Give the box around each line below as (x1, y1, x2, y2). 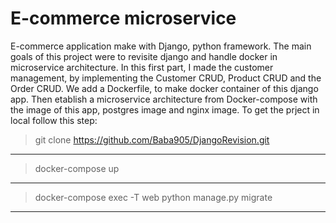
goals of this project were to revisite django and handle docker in (10, 50, 278, 62)
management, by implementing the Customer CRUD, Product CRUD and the (10, 72, 322, 84)
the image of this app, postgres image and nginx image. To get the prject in (10, 103, 320, 116)
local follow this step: (10, 114, 98, 126)
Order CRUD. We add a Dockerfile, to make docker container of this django (10, 82, 319, 94)
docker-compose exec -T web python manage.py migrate (34, 191, 273, 203)
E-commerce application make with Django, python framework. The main (10, 40, 312, 52)
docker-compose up (34, 162, 120, 174)
